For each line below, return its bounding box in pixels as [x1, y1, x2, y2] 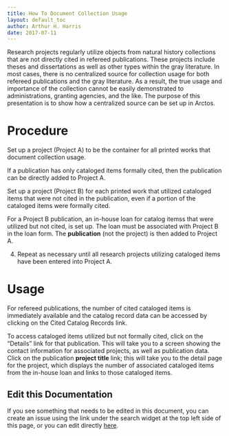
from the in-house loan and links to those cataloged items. [7, 369, 173, 377]
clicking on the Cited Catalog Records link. [7, 319, 127, 327]
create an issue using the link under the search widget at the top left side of [7, 413, 221, 422]
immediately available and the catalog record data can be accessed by [7, 312, 208, 320]
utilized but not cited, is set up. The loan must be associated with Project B [7, 222, 219, 231]
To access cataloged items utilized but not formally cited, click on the [7, 332, 204, 341]
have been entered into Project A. [17, 257, 112, 266]
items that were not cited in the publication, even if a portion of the [7, 194, 196, 203]
